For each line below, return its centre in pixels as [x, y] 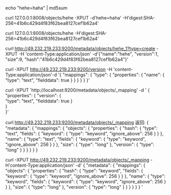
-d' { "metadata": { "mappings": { [111, 165]
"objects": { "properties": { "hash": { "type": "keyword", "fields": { [74, 171]
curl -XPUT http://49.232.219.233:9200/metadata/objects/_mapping [77, 160]
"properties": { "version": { [33, 95]
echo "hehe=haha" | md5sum [36, 8]
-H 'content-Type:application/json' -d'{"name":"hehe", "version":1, [89, 54]
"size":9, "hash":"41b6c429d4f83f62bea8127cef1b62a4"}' [67, 59]
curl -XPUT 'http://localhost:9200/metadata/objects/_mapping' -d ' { [78, 90]
